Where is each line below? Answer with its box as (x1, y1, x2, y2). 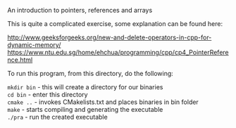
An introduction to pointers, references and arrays (7, 6, 153, 14)
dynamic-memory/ (7, 41, 61, 49)
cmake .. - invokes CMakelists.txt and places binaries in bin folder (7, 98, 199, 106)
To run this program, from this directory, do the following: (7, 70, 174, 77)
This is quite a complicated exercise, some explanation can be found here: (7, 20, 223, 27)
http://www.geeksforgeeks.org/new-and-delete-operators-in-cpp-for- (7, 33, 212, 41)
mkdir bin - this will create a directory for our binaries (7, 83, 163, 91)
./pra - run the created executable (7, 113, 108, 121)
